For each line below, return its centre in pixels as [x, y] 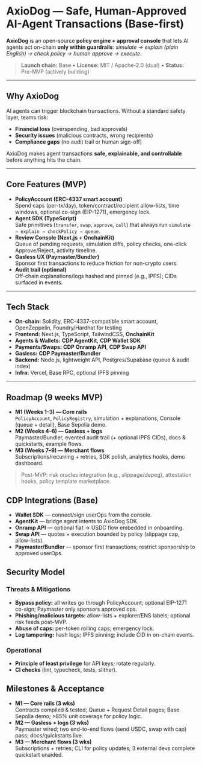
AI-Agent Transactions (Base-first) [95, 24]
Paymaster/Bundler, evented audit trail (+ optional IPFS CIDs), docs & [100, 438]
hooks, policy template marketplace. [66, 482]
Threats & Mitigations [38, 590]
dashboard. [29, 463]
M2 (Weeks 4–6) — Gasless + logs [58, 431]
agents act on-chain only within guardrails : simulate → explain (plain [92, 47]
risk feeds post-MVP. [41, 622]
